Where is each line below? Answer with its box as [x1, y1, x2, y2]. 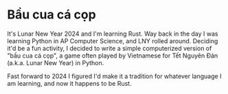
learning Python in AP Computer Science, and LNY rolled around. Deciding [7, 36, 218, 45]
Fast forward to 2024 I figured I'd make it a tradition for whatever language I [7, 72, 222, 80]
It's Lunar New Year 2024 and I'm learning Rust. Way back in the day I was [7, 30, 218, 38]
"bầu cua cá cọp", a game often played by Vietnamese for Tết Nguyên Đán [7, 51, 218, 60]
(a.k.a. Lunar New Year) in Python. [7, 58, 104, 67]
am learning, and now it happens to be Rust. [7, 79, 132, 87]
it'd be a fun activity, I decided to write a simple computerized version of [7, 44, 212, 52]
